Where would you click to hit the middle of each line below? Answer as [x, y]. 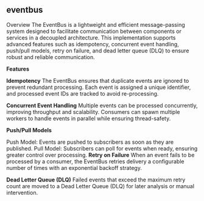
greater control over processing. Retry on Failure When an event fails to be [100, 155]
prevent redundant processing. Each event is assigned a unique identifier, [99, 87]
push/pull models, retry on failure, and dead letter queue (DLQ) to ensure [98, 51]
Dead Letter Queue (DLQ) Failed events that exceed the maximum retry [96, 180]
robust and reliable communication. [51, 57]
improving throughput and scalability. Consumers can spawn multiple [93, 111]
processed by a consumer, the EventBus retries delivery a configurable [95, 161]
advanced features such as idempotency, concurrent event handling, [93, 44]
